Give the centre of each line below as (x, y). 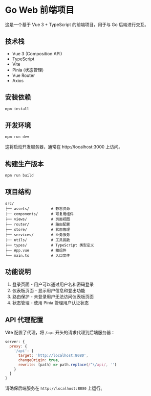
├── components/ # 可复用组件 (40, 214)
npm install (17, 109)
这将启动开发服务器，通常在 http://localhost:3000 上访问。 (64, 147)
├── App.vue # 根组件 (36, 250)
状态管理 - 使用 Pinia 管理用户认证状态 (50, 303)
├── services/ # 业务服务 (38, 235)
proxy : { (18, 346)
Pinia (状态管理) (28, 70)
